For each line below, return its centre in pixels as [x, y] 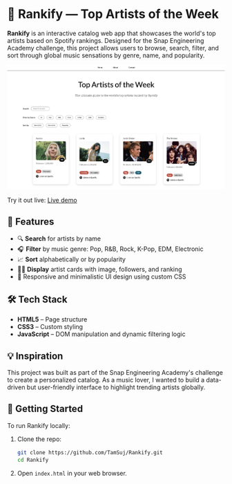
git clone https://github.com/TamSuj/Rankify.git [90, 452]
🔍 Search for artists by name [59, 239]
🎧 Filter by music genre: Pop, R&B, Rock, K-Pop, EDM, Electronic [110, 249]
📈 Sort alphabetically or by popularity [71, 259]
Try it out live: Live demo [42, 200]
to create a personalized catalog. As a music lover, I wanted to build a [106, 380]
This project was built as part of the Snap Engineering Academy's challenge [115, 373]
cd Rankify [33, 460]
